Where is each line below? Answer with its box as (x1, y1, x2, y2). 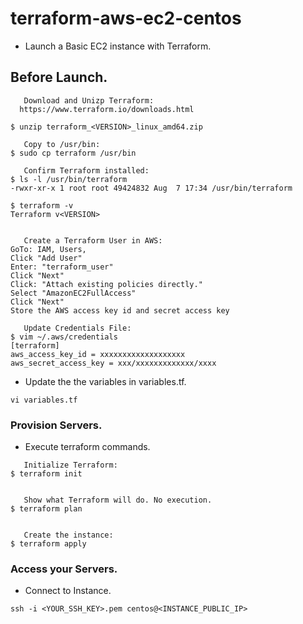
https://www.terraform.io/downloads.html (19, 104, 195, 114)
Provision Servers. (10, 418, 103, 432)
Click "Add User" (10, 253, 83, 263)
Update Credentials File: (23, 323, 132, 333)
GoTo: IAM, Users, (10, 244, 87, 254)
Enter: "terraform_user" (10, 262, 114, 272)
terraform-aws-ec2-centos (10, 7, 242, 30)
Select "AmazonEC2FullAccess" (10, 288, 137, 298)
